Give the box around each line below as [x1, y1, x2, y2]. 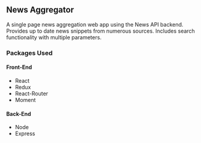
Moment [14, 96, 36, 103]
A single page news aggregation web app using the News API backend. [6, 21, 184, 28]
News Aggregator [6, 5, 74, 15]
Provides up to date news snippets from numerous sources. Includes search [6, 27, 196, 34]
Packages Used [6, 48, 53, 57]
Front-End [6, 63, 32, 71]
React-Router [14, 90, 48, 97]
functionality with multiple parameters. [6, 33, 102, 41]
